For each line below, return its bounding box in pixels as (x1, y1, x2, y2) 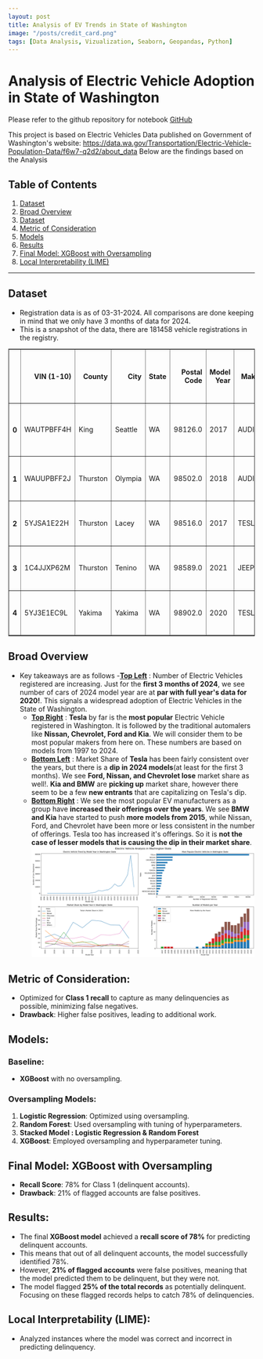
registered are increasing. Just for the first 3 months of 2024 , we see (19, 679, 245, 688)
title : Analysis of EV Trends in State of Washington (8, 20, 188, 29)
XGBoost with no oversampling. (19, 1073, 123, 1083)
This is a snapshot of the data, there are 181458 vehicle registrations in (19, 324, 248, 333)
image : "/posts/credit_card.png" (8, 29, 117, 37)
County (83, 371, 108, 381)
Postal (181, 367, 203, 377)
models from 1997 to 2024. (31, 745, 119, 755)
